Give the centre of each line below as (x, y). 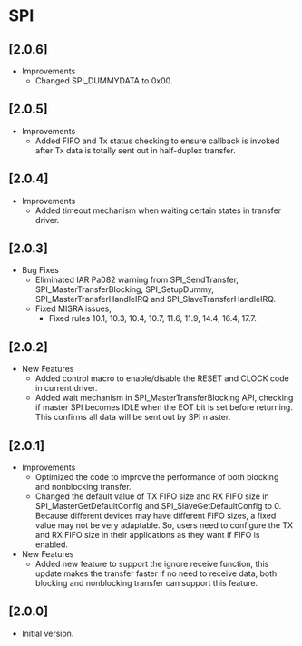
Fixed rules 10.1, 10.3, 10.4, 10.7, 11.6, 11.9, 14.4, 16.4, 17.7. (153, 318)
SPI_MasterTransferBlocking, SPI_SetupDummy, (125, 289)
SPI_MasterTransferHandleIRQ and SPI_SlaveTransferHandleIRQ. (156, 299)
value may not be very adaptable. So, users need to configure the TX (164, 525)
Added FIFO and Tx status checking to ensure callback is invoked (157, 141)
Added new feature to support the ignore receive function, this (152, 564)
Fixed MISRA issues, (73, 308)
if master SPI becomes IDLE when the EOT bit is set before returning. (164, 407)
